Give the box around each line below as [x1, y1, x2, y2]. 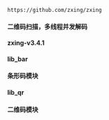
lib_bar [7, 55, 28, 63]
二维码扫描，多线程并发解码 [7, 22, 88, 31]
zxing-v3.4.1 [7, 39, 45, 47]
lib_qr [7, 88, 25, 96]
